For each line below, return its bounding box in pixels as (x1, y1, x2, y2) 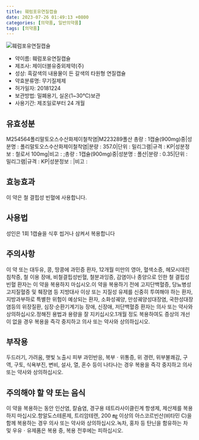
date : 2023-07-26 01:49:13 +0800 (6, 14, 89, 20)
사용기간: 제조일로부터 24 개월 (14, 99, 85, 107)
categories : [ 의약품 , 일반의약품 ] (6, 20, 82, 26)
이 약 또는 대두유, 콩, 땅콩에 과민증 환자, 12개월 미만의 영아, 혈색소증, (6, 266, 165, 273)
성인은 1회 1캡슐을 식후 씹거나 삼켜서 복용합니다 (6, 230, 115, 237)
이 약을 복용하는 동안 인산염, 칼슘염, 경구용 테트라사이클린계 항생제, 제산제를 (6, 405, 182, 412)
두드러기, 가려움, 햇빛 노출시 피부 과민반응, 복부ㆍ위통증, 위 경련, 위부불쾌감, (6, 354, 182, 361)
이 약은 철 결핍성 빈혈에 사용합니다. (6, 194, 87, 201)
